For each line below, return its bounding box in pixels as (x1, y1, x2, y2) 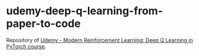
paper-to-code (6, 17, 81, 30)
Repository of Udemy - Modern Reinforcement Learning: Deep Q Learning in (6, 36, 193, 43)
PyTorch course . (6, 43, 46, 50)
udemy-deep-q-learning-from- (6, 4, 163, 18)
